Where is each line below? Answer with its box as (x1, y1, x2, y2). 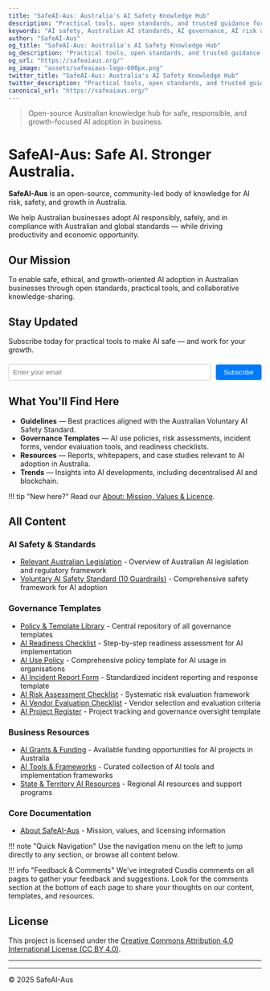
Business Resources (8, 727, 90, 738)
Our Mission (8, 253, 71, 267)
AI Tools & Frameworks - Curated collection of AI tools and (19, 762, 215, 772)
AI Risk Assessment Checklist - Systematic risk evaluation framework (19, 689, 251, 699)
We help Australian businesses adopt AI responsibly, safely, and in (8, 213, 228, 223)
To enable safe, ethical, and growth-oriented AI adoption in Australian (8, 275, 239, 285)
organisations (19, 664, 66, 674)
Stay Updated (8, 315, 79, 329)
